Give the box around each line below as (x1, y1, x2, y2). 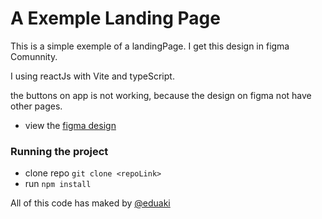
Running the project (10, 144, 109, 158)
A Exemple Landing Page (10, 7, 221, 30)
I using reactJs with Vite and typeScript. (10, 70, 175, 82)
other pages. (10, 100, 63, 112)
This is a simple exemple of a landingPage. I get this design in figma (10, 40, 290, 52)
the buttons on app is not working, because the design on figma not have (10, 89, 312, 101)
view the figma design (24, 119, 117, 131)
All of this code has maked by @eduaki (10, 197, 171, 209)
